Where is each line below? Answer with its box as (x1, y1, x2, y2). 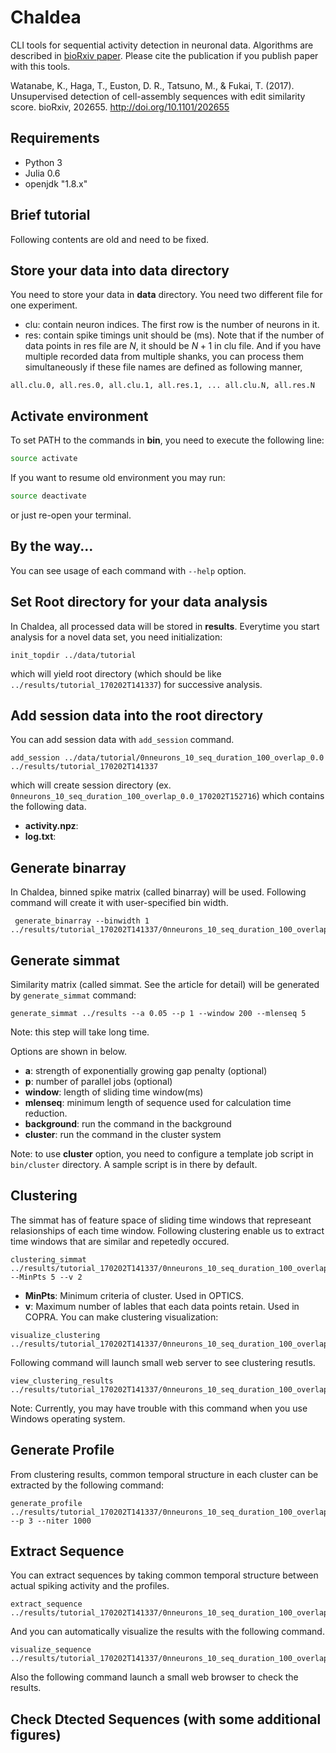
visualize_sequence (10, 1645, 92, 1655)
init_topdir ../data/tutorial (10, 650, 137, 660)
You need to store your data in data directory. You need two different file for (10, 289, 323, 301)
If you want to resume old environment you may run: (10, 472, 226, 484)
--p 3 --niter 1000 (10, 1516, 92, 1526)
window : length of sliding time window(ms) (24, 1086, 204, 1098)
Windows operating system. (10, 1412, 126, 1425)
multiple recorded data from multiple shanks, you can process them (24, 351, 305, 363)
